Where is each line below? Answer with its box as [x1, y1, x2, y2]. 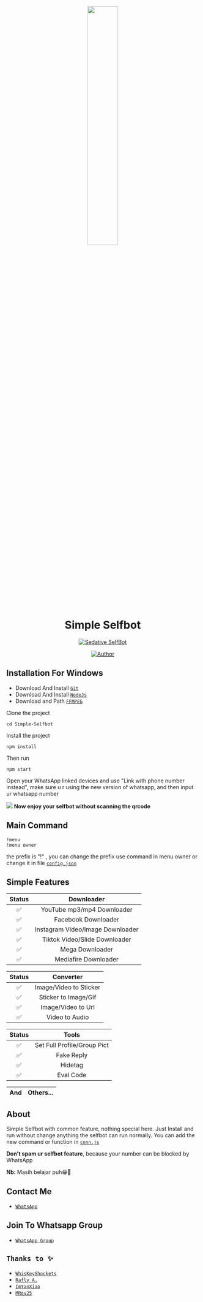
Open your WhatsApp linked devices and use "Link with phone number [6, 777, 185, 784]
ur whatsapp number [6, 790, 59, 797]
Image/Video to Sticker [34, 983, 101, 992]
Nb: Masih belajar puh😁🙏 [6, 1168, 72, 1176]
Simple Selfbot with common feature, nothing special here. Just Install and [6, 1125, 194, 1133]
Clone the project [6, 709, 50, 716]
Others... [28, 1088, 54, 1097]
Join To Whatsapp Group [6, 1220, 103, 1231]
